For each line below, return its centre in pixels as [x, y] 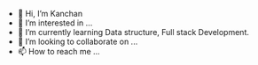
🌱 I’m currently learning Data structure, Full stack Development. [133, 32]
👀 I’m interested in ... [55, 23]
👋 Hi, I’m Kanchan [50, 14]
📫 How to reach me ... [59, 51]
